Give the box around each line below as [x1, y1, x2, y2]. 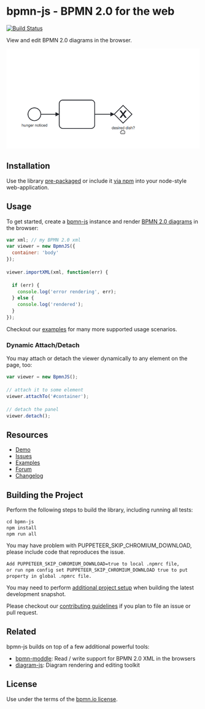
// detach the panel [6, 406, 60, 412]
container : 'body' [12, 250, 60, 256]
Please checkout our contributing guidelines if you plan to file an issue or [6, 602, 191, 610]
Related [6, 627, 37, 637]
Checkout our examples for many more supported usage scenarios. [6, 325, 177, 332]
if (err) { [12, 282, 40, 288]
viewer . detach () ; [6, 413, 51, 419]
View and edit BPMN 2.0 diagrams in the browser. [6, 36, 132, 44]
